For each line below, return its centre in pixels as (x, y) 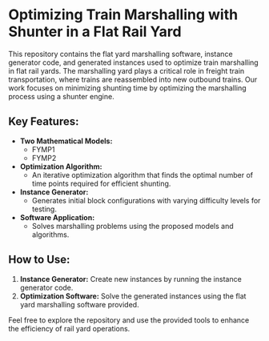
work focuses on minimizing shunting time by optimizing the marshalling (127, 88)
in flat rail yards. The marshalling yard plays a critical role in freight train (126, 70)
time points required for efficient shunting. (101, 183)
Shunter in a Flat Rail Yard (95, 32)
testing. (44, 209)
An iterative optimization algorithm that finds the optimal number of (143, 175)
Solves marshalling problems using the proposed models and (132, 226)
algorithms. (50, 235)
